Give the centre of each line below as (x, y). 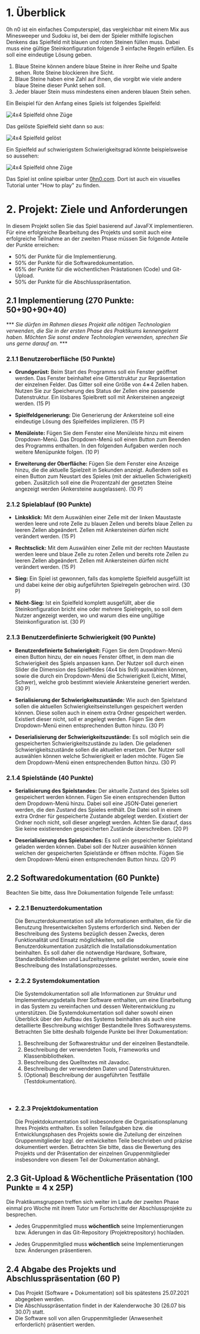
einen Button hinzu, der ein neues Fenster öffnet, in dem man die (94, 657)
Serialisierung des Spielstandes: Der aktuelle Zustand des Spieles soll (102, 790)
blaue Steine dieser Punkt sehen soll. (60, 85)
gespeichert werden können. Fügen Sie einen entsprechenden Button (100, 797)
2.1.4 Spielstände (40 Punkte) (50, 778)
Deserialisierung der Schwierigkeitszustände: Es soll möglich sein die (102, 737)
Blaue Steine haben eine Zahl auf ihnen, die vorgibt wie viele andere (98, 79)
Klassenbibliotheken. (49, 1056)
